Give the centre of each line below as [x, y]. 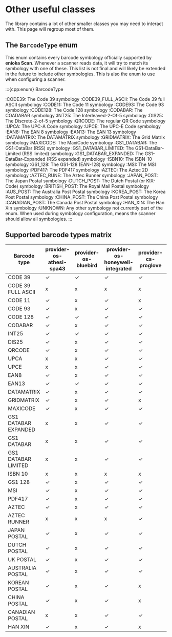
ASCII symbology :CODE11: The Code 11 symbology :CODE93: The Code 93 [85, 104]
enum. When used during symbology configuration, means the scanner [81, 213]
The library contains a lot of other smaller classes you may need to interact [84, 24]
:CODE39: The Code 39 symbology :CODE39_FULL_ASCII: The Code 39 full [85, 99]
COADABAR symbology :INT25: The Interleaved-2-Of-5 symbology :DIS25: [84, 115]
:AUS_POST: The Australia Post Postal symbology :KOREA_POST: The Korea [85, 192]
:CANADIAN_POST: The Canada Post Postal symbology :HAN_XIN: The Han [85, 202]
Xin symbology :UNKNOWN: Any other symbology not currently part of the [84, 208]
